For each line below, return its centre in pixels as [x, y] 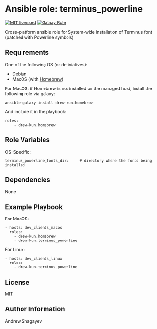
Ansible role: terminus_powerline [74, 9]
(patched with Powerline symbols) [40, 37]
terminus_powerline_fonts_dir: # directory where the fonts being [78, 161]
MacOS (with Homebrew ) [38, 79]
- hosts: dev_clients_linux [34, 259]
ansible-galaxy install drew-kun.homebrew [49, 103]
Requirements [27, 53]
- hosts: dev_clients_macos [34, 228]
